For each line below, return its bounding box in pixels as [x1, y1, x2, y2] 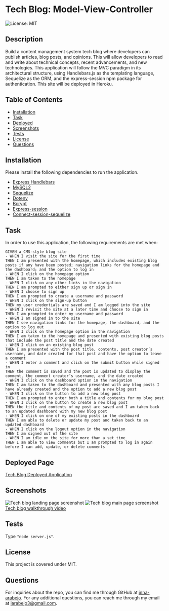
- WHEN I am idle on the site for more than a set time [5, 436, 125, 441]
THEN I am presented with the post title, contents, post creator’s [5, 347, 153, 352]
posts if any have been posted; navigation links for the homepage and [5, 262, 159, 268]
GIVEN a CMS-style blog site [5, 249, 67, 254]
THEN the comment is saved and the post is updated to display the [5, 369, 151, 374]
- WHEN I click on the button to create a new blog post [5, 400, 128, 405]
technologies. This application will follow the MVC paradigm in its [5, 64, 141, 70]
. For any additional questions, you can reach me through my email [21, 595, 160, 601]
